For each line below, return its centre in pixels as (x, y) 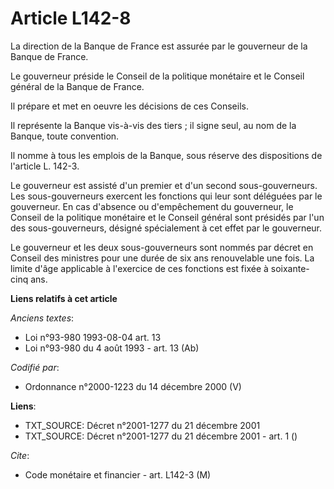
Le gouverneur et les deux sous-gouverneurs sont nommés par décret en (162, 247)
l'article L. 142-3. (45, 166)
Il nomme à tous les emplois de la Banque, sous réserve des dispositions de (166, 155)
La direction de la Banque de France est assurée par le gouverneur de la (159, 46)
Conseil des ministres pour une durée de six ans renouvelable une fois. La (162, 258)
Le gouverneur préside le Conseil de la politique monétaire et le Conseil (157, 76)
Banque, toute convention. (65, 136)
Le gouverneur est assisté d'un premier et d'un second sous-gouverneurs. (164, 185)
